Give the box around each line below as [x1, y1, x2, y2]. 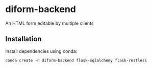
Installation [5, 35, 42, 43]
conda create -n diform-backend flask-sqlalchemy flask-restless [5, 58, 147, 63]
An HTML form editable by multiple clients [5, 20, 94, 26]
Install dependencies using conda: [5, 48, 78, 54]
